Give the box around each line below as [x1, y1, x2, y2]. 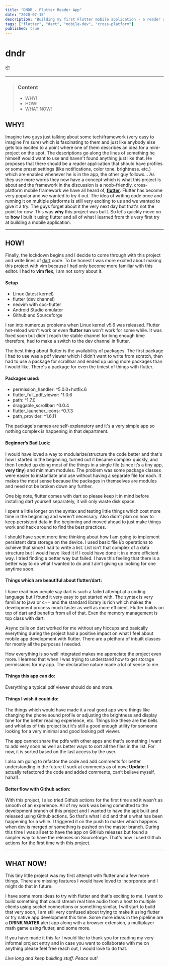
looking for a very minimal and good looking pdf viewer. [5, 728, 121, 735]
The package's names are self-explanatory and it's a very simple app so [5, 423, 155, 429]
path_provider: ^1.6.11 [12, 413, 56, 419]
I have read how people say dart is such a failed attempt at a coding [5, 588, 146, 594]
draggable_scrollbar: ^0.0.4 [12, 403, 69, 409]
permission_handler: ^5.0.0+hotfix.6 [12, 386, 87, 392]
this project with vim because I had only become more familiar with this [5, 263, 153, 269]
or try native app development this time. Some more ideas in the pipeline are [5, 914, 163, 921]
